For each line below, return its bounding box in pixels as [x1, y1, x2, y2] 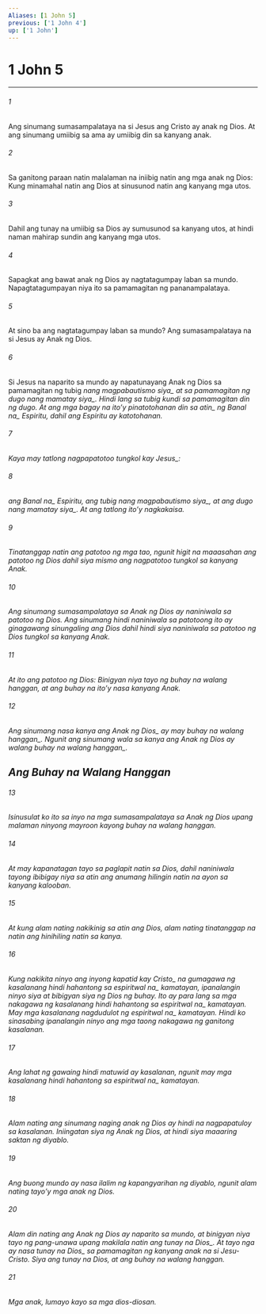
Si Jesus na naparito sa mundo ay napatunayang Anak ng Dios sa [8, 377, 222, 387]
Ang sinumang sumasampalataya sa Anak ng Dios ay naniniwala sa [8, 607, 232, 617]
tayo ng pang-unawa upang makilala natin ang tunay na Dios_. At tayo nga [8, 1237, 255, 1247]
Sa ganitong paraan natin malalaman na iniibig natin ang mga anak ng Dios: [8, 172, 253, 182]
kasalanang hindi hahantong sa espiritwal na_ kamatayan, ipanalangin [8, 982, 241, 991]
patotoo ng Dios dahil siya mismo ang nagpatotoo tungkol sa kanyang [8, 556, 238, 565]
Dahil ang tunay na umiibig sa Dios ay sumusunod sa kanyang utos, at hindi [8, 223, 254, 233]
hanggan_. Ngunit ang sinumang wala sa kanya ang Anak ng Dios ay [8, 734, 235, 743]
